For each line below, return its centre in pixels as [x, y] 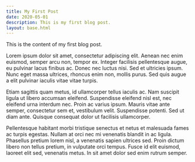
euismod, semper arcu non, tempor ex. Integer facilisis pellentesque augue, [97, 62]
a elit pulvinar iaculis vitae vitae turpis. [52, 81]
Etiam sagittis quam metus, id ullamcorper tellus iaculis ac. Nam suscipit [93, 92]
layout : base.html [28, 28]
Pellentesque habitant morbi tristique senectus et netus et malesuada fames [97, 128]
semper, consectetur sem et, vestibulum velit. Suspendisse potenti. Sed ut [95, 111]
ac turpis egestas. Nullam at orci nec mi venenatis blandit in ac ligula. [89, 135]
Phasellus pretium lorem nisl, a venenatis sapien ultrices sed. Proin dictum [95, 140]
